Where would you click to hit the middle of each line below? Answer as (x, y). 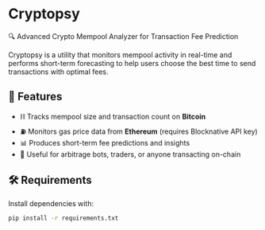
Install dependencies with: (51, 203)
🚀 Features (35, 97)
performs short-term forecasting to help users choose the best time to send (132, 63)
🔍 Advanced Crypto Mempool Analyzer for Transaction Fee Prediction (123, 36)
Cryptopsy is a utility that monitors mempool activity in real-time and (120, 55)
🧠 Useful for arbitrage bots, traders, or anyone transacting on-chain (130, 154)
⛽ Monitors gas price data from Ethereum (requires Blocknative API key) (138, 131)
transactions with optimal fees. (58, 72)
